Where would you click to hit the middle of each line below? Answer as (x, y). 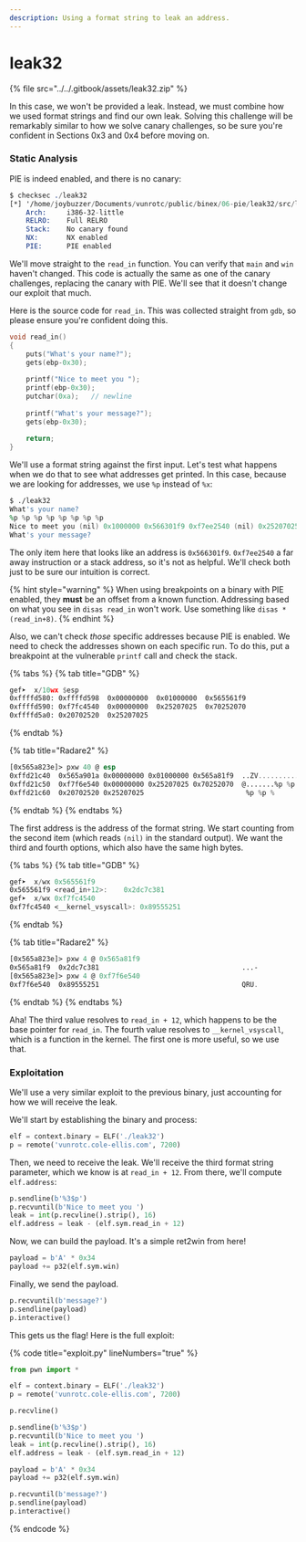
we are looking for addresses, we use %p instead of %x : (111, 484)
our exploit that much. (51, 292)
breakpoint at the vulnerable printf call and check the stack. (123, 656)
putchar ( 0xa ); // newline (79, 397)
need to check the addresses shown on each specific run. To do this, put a (149, 645)
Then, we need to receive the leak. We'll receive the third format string (142, 1162)
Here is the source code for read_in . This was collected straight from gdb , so (153, 310)
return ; (40, 439)
